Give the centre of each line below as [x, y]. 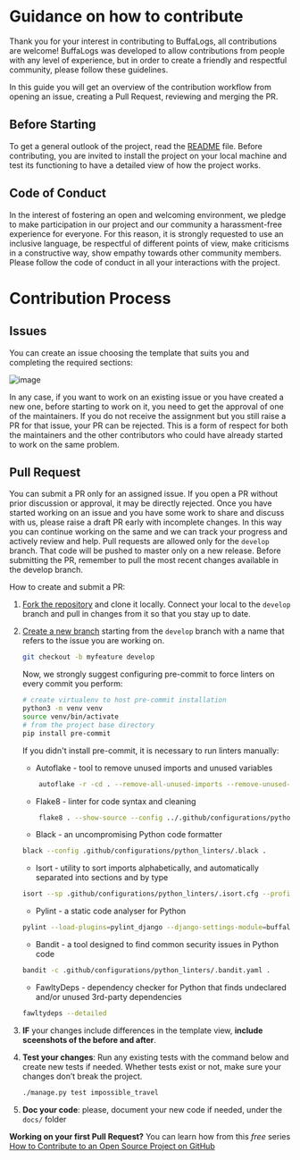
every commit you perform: [72, 684]
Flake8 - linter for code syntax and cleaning [116, 801]
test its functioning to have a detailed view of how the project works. [135, 165]
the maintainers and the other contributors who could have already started [146, 434]
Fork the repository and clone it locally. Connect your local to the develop [156, 604]
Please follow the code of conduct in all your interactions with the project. [145, 262]
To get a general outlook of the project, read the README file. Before [136, 146]
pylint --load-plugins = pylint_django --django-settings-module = [144, 928]
